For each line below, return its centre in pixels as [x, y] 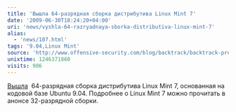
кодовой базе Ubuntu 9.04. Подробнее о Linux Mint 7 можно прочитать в [117, 93]
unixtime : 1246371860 [39, 59]
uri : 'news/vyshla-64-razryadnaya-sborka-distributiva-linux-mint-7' [111, 27]
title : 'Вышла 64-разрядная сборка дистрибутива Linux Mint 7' [102, 14]
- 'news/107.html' [41, 40]
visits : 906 [25, 66]
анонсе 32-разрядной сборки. [53, 100]
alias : [17, 33]
